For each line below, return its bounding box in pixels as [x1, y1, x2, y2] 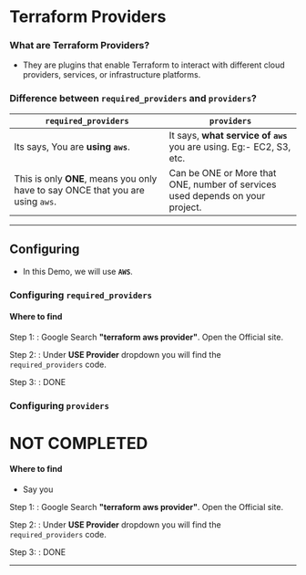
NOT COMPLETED [9, 433, 148, 454]
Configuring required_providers [9, 288, 153, 301]
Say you [22, 484, 54, 495]
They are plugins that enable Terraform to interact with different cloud [22, 59, 285, 70]
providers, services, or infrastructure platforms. [22, 69, 201, 80]
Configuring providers [9, 399, 109, 412]
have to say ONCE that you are [14, 183, 146, 196]
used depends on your [168, 189, 266, 202]
